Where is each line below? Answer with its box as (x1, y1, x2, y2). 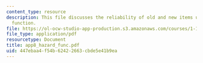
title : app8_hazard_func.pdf (6, 43, 80, 49)
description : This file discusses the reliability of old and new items (6, 14, 193, 20)
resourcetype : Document (6, 37, 66, 43)
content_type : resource (6, 8, 66, 15)
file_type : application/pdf (6, 31, 77, 37)
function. (11, 20, 36, 26)
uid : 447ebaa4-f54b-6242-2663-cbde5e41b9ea (6, 48, 118, 54)
